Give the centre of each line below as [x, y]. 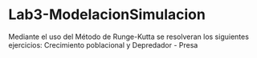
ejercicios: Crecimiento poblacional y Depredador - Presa [103, 44]
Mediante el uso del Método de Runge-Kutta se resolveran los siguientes [128, 37]
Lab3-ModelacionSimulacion [107, 15]
